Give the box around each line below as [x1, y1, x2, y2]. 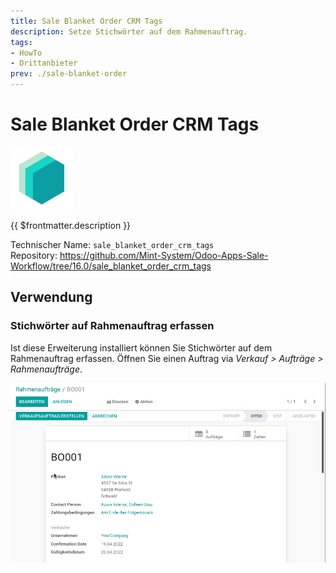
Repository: [10, 249, 58, 261]
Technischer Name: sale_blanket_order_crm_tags [10, 238, 215, 250]
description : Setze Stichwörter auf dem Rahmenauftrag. [10, 26, 248, 37]
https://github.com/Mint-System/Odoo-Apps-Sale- [59, 249, 269, 261]
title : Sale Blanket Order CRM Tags [10, 16, 163, 26]
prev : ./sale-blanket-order [10, 69, 128, 79]
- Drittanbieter [10, 58, 78, 69]
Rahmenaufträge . [10, 363, 83, 375]
